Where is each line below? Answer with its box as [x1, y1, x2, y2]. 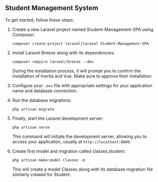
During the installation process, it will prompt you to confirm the [12, 68, 141, 74]
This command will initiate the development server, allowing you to [12, 133, 147, 139]
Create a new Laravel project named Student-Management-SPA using [12, 26, 154, 32]
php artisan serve [12, 125, 50, 130]
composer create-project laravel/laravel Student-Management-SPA [12, 41, 149, 46]
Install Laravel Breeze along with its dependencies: [12, 50, 115, 55]
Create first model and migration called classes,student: [12, 148, 126, 154]
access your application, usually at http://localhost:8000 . [12, 138, 131, 144]
